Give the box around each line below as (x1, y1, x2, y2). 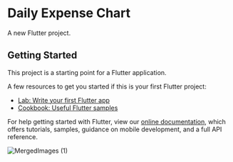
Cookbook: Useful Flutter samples (17, 103, 118, 112)
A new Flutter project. (7, 29, 71, 37)
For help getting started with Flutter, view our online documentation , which (7, 117, 227, 126)
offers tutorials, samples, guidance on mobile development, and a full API (7, 125, 222, 133)
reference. (7, 132, 38, 141)
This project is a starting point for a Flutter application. (7, 68, 167, 76)
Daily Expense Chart (7, 5, 131, 21)
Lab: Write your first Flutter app (17, 96, 110, 104)
